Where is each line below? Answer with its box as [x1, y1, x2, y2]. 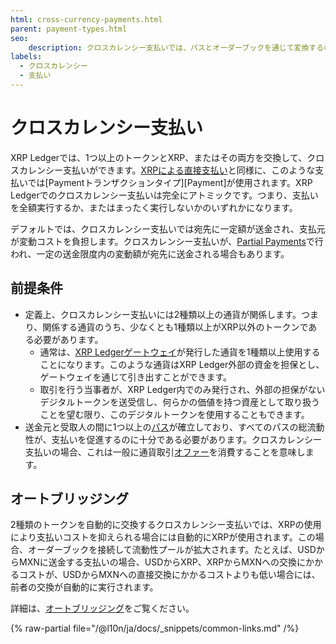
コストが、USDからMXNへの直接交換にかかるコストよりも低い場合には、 [18, 569, 321, 581]
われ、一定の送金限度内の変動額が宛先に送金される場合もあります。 [10, 247, 290, 260]
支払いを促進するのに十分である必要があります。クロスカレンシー [51, 433, 322, 445]
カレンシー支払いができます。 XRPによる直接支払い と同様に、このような [18, 164, 316, 176]
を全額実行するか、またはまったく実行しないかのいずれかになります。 [10, 201, 298, 213]
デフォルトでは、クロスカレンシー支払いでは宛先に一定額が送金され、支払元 [10, 222, 326, 235]
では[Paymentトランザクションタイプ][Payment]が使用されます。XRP [27, 176, 313, 188]
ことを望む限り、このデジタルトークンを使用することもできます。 [39, 408, 310, 420]
